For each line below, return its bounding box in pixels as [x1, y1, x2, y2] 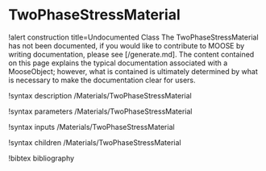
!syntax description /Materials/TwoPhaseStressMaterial [8, 90, 192, 100]
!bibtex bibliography [8, 153, 75, 163]
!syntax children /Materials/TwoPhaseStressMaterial [8, 137, 181, 147]
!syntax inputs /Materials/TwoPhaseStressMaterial [8, 122, 175, 131]
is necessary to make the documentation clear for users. [8, 75, 196, 85]
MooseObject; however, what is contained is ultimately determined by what [8, 66, 258, 76]
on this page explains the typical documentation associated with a [8, 58, 228, 68]
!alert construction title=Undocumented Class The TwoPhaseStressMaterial [8, 32, 260, 42]
